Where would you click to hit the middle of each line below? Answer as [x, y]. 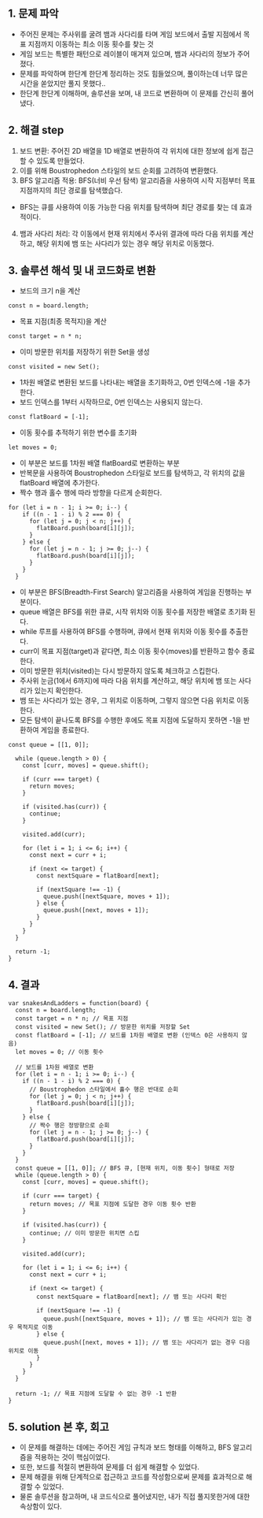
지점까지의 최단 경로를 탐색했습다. [71, 190]
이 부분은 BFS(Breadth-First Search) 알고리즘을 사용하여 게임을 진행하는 [131, 592]
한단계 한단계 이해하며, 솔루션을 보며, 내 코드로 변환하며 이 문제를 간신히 [129, 93]
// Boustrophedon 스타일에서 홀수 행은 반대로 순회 [104, 1089]
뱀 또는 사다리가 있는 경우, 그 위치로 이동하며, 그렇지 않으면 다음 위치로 [127, 700]
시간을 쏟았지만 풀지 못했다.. [62, 83]
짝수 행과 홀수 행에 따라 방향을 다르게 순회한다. [91, 493]
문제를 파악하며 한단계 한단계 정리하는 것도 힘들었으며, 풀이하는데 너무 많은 [134, 73]
